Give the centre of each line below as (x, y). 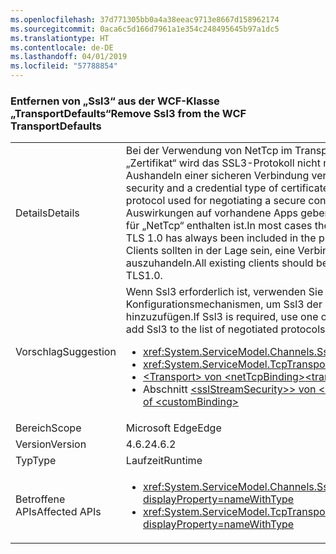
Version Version (51, 444)
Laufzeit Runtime (164, 461)
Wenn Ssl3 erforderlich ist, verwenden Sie (224, 292)
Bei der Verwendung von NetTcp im (209, 151)
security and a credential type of (202, 188)
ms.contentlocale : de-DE (62, 47)
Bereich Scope (48, 428)
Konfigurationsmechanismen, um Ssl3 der (224, 304)
